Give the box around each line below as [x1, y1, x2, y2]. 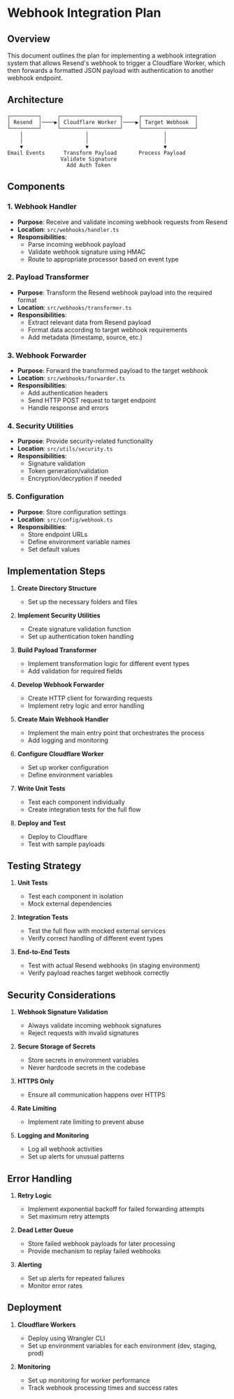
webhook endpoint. [7, 74, 63, 82]
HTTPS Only [17, 1077, 54, 1086]
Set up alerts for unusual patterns [27, 1152, 124, 1161]
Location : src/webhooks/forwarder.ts [17, 374, 126, 383]
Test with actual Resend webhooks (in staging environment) [27, 962, 200, 970]
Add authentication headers [27, 389, 108, 397]
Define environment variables [27, 770, 113, 779]
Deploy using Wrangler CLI [27, 1334, 105, 1342]
